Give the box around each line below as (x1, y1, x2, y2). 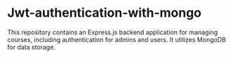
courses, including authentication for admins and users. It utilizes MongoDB (7, 35, 227, 43)
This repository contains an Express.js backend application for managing (7, 28, 218, 36)
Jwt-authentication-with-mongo (7, 5, 202, 21)
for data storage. (7, 43, 56, 51)
